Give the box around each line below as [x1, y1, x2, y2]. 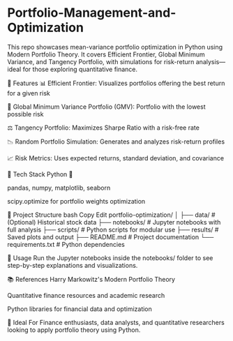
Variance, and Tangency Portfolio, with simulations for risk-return [7, 57, 195, 66]
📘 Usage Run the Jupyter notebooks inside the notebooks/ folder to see [7, 253, 213, 262]
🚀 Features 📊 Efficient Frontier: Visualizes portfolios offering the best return [7, 79, 225, 87]
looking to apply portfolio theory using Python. [7, 326, 141, 334]
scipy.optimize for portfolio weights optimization [7, 197, 146, 205]
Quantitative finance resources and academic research [7, 291, 165, 299]
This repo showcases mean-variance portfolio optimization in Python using [7, 43, 223, 51]
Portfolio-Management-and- [7, 5, 176, 21]
